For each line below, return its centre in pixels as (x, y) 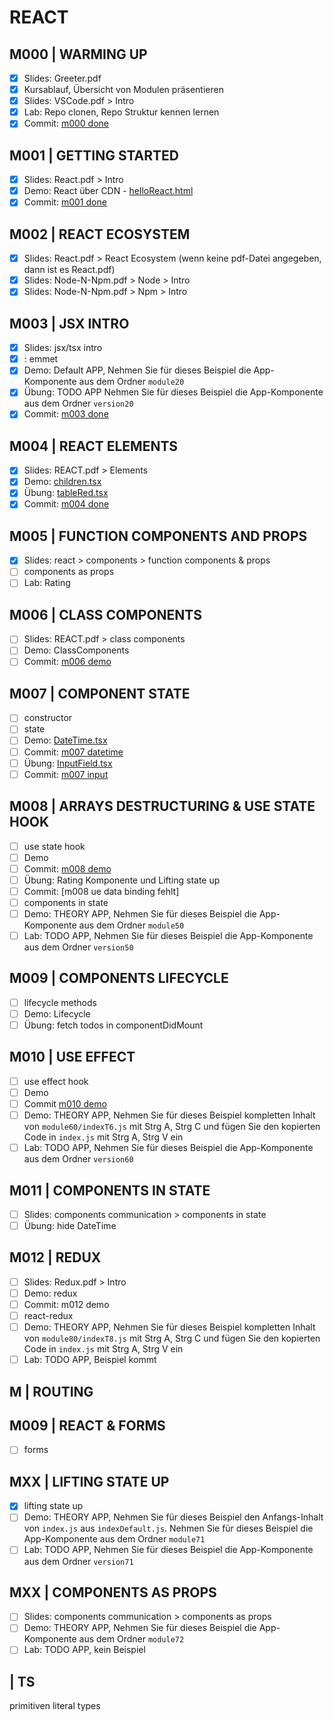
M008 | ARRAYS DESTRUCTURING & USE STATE (162, 806)
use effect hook (56, 1081)
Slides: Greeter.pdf (62, 78)
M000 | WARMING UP (78, 54)
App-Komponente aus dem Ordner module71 (114, 1539)
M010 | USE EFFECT (72, 1057)
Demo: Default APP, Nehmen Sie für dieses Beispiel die (137, 370)
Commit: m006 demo (67, 662)
